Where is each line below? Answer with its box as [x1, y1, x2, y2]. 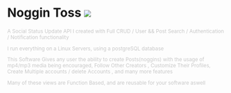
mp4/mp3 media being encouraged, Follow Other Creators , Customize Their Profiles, [7, 62, 211, 69]
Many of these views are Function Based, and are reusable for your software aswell [7, 79, 206, 86]
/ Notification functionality [7, 33, 69, 41]
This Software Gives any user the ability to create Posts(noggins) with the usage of [7, 56, 205, 63]
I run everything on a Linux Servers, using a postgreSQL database [7, 45, 164, 52]
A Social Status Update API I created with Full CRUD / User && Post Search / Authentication [7, 28, 224, 35]
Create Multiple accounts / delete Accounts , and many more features [7, 68, 173, 76]
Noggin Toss [7, 5, 82, 21]
